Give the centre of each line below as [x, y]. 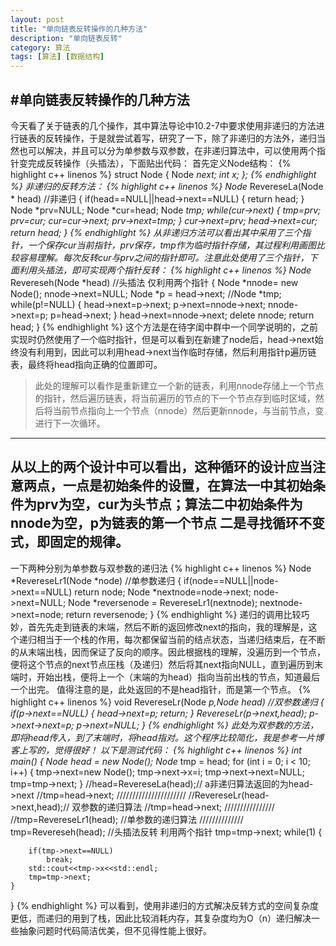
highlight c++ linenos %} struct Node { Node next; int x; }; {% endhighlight [163, 174]
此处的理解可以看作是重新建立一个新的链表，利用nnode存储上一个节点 [179, 385]
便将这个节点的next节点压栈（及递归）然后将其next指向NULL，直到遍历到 [162, 664]
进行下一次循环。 [70, 423]
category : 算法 [40, 47]
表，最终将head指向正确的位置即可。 [86, 364]
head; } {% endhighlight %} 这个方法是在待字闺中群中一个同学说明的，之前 [164, 327]
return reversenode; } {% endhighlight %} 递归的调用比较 [183, 614]
